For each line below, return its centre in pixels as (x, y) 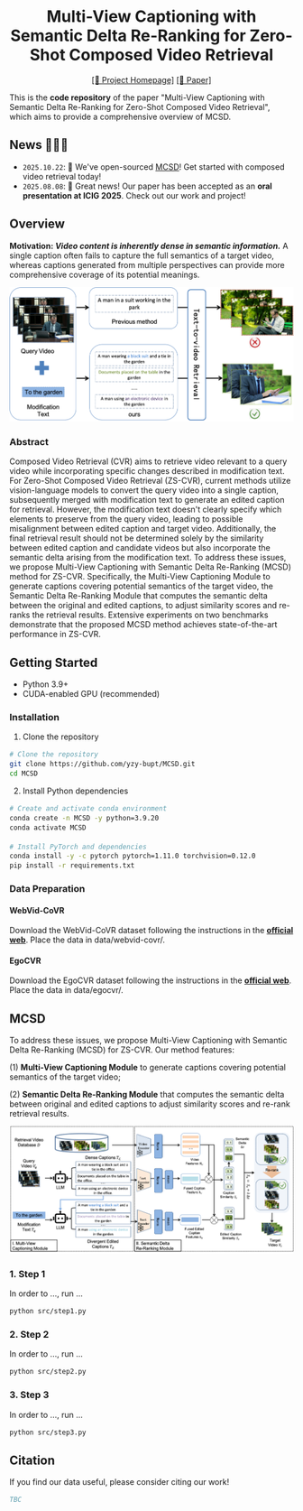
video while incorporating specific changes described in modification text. (147, 471)
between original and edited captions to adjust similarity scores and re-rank (150, 1104)
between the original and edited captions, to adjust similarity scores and (143, 606)
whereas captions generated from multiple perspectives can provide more (147, 264)
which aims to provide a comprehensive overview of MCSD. (120, 116)
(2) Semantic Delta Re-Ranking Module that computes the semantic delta (147, 1095)
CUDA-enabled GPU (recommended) (91, 694)
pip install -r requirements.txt (72, 866)
